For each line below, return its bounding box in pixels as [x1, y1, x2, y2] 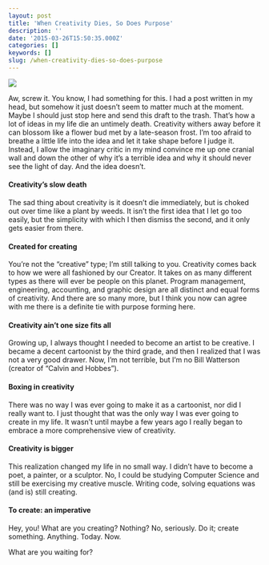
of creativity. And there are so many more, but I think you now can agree [8, 293, 247, 303]
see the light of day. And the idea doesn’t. [8, 161, 147, 171]
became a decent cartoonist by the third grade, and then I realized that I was [8, 346, 261, 357]
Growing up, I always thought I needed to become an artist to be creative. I [8, 338, 255, 348]
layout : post [8, 11, 52, 20]
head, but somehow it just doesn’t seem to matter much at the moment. [8, 102, 244, 111]
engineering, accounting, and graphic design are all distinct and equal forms [8, 285, 260, 295]
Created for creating [8, 241, 78, 251]
